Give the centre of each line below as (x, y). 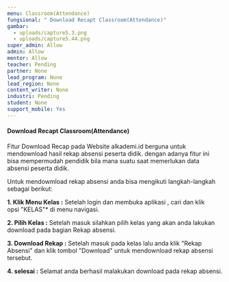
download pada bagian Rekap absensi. (62, 230)
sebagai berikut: (30, 189)
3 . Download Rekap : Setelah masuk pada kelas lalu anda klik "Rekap (105, 243)
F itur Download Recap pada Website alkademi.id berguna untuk (97, 146)
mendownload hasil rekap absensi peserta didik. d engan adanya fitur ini (108, 153)
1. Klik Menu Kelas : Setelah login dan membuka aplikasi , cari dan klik (106, 202)
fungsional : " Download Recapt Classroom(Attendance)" (87, 20)
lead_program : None (35, 77)
